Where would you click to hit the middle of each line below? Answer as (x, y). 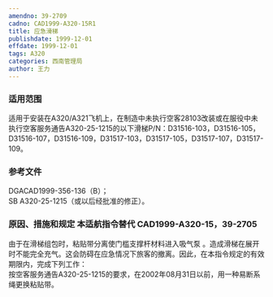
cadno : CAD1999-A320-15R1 (52, 24)
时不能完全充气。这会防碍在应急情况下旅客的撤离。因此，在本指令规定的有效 (136, 254)
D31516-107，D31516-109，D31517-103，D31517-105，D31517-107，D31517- (136, 138)
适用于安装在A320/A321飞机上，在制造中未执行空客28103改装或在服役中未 (133, 118)
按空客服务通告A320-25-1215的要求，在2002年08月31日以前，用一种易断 (131, 274)
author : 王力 (29, 69)
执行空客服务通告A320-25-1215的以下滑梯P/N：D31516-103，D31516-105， (134, 129)
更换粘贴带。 (37, 284)
